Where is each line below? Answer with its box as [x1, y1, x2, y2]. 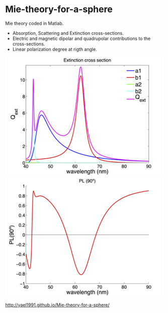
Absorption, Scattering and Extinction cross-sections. [12, 30, 124, 36]
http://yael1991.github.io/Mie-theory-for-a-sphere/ [5, 302, 110, 308]
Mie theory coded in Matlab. [5, 20, 64, 26]
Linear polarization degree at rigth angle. [12, 46, 97, 52]
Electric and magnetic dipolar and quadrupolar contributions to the [12, 35, 151, 41]
